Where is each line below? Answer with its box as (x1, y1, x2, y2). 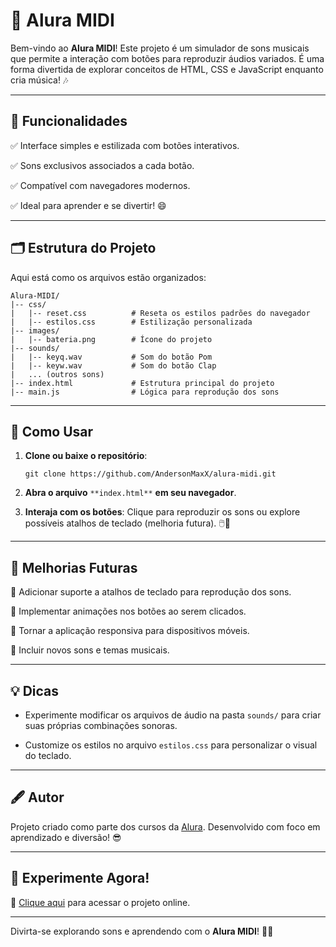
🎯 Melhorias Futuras (10, 559, 138, 576)
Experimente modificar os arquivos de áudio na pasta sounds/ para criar (24, 709, 322, 721)
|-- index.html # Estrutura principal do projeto (10, 378, 275, 388)
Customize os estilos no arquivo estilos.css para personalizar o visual (24, 739, 318, 751)
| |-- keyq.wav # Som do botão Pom (10, 352, 213, 362)
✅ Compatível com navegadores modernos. (10, 179, 191, 191)
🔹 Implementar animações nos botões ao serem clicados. (10, 605, 247, 618)
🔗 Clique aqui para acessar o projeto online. (10, 896, 191, 908)
